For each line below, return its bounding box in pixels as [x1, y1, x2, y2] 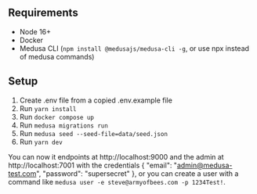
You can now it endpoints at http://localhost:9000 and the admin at [8, 152, 225, 161]
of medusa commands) [19, 52, 95, 61]
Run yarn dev [19, 137, 63, 146]
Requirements [8, 6, 78, 20]
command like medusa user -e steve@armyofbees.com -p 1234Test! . [8, 177, 226, 186]
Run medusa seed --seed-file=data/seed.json [19, 128, 168, 138]
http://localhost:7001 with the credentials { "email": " [8, 160, 178, 170]
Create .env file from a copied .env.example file [19, 95, 172, 105]
